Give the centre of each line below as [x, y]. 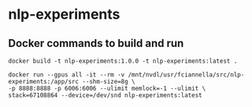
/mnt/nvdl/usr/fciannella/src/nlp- [186, 75]
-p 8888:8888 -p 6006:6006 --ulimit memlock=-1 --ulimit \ [107, 88]
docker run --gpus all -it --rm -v [67, 75]
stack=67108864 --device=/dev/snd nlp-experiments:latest [105, 95]
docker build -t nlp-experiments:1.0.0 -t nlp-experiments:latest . [123, 61]
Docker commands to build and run [96, 43]
